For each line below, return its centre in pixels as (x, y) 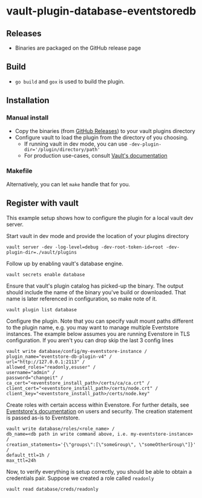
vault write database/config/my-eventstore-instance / (77, 351)
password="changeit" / (35, 378)
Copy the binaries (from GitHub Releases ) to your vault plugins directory (105, 131)
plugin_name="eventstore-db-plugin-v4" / (59, 357)
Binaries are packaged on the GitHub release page (78, 48)
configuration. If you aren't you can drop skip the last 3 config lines (90, 340)
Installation (28, 101)
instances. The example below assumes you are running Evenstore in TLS (98, 334)
